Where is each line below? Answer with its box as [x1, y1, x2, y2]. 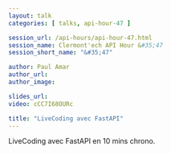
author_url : [8, 71, 48, 79]
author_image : [8, 78, 56, 86]
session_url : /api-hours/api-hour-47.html [8, 34, 153, 42]
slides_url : [8, 92, 48, 100]
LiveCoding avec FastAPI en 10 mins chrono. [8, 136, 156, 146]
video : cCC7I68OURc [8, 99, 74, 108]
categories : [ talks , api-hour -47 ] [8, 19, 131, 27]
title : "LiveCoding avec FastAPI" [8, 114, 124, 123]
